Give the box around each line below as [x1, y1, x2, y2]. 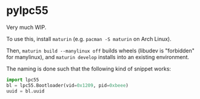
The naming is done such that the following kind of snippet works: [6, 65, 172, 72]
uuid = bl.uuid [6, 88, 45, 94]
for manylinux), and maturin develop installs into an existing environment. [6, 53, 190, 60]
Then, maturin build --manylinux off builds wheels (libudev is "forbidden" [6, 46, 195, 54]
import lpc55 [6, 77, 39, 83]
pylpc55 [6, 4, 48, 18]
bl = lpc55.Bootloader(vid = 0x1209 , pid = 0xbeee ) [6, 82, 129, 88]
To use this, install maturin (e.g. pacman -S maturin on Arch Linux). [6, 35, 172, 42]
